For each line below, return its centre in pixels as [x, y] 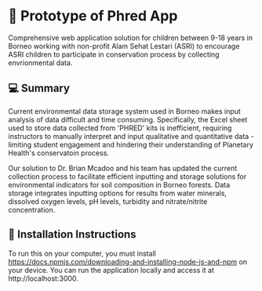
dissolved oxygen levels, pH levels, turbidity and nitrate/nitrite [108, 201]
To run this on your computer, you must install [82, 253]
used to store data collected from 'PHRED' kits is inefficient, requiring [120, 128]
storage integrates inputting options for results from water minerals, [118, 193]
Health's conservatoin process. [59, 153]
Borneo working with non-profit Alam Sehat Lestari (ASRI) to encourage [124, 45]
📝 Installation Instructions [72, 235]
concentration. [32, 209]
